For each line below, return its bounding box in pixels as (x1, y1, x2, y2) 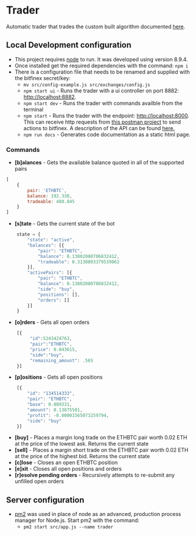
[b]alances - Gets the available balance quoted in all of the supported (14, 159, 184, 166)
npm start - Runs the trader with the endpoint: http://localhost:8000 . (23, 112, 190, 119)
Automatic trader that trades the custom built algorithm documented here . (6, 23, 185, 30)
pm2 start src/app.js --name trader (23, 524, 114, 530)
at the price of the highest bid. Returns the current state (14, 453, 150, 460)
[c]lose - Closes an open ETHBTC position (14, 459, 118, 466)
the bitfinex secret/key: (14, 74, 71, 81)
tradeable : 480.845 (27, 198, 75, 204)
